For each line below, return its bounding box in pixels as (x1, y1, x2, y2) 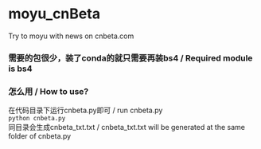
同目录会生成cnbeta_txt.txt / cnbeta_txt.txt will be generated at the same (8, 123, 245, 132)
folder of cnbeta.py (8, 131, 72, 141)
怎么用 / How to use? (8, 85, 89, 96)
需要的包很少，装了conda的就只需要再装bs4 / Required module (8, 53, 253, 64)
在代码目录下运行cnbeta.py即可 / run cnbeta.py (8, 105, 163, 116)
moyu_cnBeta (8, 5, 101, 23)
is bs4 (8, 63, 33, 74)
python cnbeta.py (8, 115, 66, 123)
